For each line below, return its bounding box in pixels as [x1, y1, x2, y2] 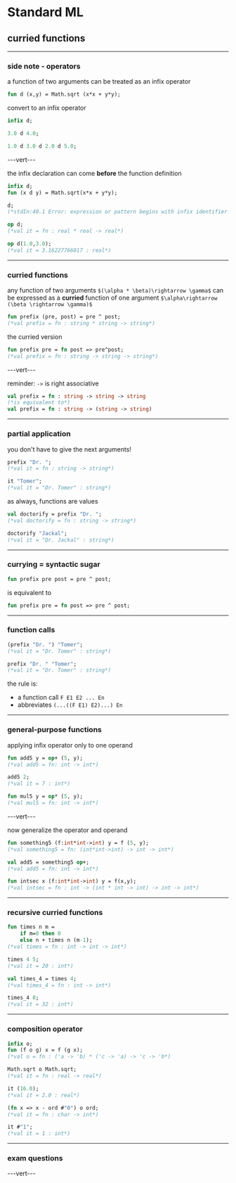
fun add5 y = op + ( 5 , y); [7, 754, 83, 762]
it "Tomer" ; [7, 478, 42, 485]
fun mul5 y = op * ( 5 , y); [7, 793, 83, 800]
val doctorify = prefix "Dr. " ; [7, 511, 102, 518]
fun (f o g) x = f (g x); [7, 1047, 83, 1054]
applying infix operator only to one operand [7, 741, 133, 749]
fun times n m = [7, 923, 55, 931]
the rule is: [7, 679, 38, 688]
